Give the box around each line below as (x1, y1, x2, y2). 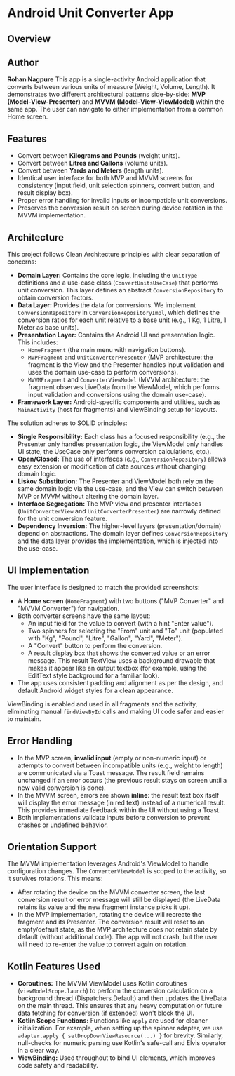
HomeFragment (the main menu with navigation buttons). (27, 346, 187, 354)
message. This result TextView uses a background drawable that (27, 656, 215, 664)
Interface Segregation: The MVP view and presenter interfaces (17, 499, 202, 508)
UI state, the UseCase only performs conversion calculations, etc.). (17, 448, 212, 456)
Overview (7, 33, 51, 45)
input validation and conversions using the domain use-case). (27, 391, 207, 399)
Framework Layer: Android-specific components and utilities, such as (17, 398, 221, 406)
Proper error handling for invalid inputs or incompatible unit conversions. (17, 196, 228, 205)
